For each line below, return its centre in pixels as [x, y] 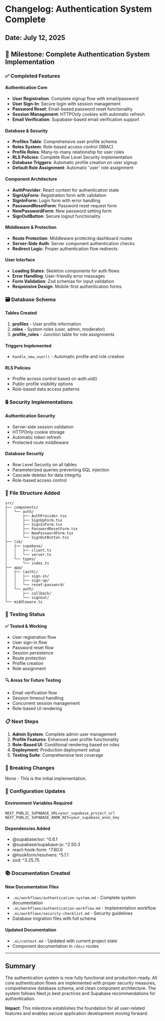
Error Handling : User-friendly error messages [59, 276]
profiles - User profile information [46, 324]
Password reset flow [33, 648]
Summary [20, 966]
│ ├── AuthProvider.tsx [36, 516]
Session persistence [33, 653]
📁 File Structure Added [33, 493]
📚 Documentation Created [38, 873]
